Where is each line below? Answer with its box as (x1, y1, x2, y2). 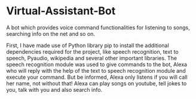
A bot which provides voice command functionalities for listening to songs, (6, 24, 190, 31)
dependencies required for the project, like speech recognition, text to (6, 48, 179, 55)
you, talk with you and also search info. (6, 86, 103, 93)
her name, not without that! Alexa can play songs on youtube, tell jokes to (6, 79, 187, 87)
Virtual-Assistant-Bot (6, 4, 116, 18)
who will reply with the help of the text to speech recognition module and (6, 67, 186, 74)
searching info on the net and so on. (6, 30, 96, 37)
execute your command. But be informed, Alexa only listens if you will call (6, 73, 188, 81)
